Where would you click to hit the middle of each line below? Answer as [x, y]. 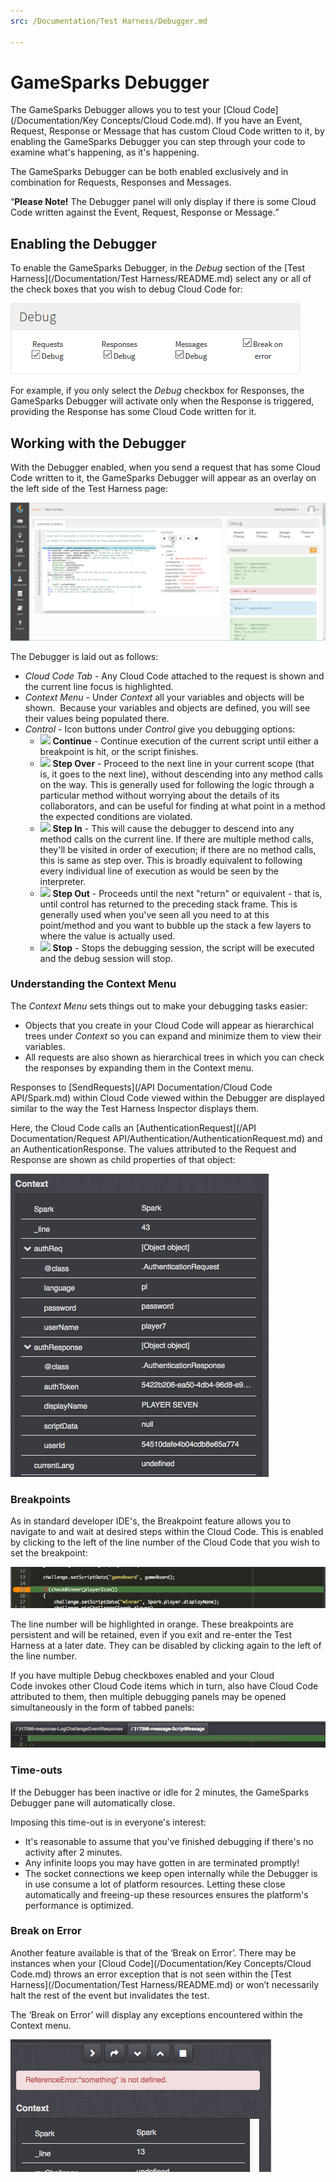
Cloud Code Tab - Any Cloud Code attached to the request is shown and [174, 676]
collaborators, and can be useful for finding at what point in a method [182, 806]
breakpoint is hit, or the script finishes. [119, 751]
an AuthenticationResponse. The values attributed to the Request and [153, 1149]
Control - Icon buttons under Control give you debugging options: [160, 729]
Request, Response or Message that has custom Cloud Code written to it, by [167, 131]
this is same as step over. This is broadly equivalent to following [171, 860]
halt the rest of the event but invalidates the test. [110, 1995]
